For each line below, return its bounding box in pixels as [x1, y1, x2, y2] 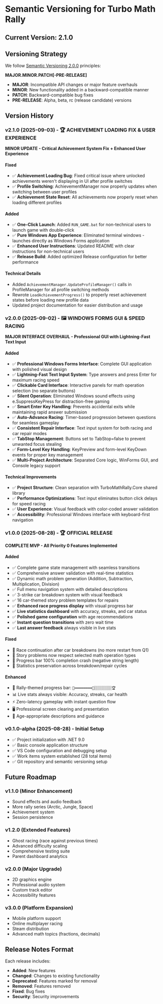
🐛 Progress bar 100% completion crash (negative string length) [12, 657, 139, 663]
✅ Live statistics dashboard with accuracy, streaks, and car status [12, 608, 147, 614]
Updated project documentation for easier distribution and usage [12, 302, 143, 308]
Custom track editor [12, 887, 53, 893]
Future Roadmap [5, 773, 57, 781]
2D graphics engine [12, 876, 52, 882]
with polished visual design [12, 367, 67, 372]
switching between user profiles [12, 189, 77, 195]
